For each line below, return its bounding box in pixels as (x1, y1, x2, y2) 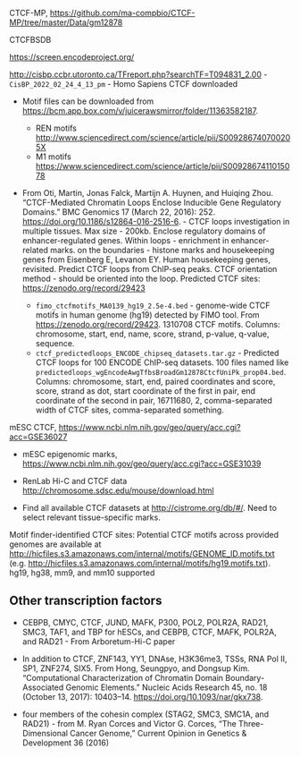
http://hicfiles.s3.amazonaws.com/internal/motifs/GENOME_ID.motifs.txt (9, 549, 275, 558)
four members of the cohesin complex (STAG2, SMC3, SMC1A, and (21, 709, 270, 719)
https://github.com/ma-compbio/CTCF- (49, 8, 196, 18)
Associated (21, 682, 64, 693)
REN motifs (35, 123, 78, 133)
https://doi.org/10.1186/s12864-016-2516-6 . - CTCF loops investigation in (21, 217, 290, 226)
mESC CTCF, (9, 422, 57, 432)
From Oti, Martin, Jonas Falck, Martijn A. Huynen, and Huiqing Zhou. (21, 188, 274, 198)
